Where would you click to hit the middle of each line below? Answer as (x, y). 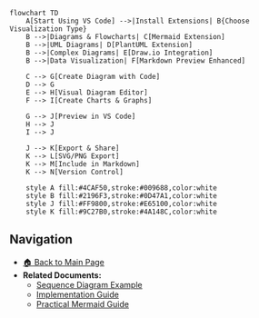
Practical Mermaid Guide (83, 303)
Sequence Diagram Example (89, 284)
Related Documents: (62, 275)
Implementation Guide (78, 294)
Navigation (41, 239)
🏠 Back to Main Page (63, 262)
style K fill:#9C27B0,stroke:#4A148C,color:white (122, 212)
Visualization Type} (49, 29)
